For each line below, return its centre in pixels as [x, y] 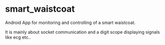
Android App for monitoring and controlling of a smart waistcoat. [70, 22]
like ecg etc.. [18, 37]
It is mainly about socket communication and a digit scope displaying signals [82, 32]
